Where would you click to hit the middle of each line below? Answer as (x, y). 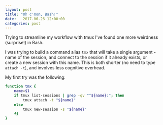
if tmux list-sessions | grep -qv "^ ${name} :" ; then (69, 95)
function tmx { (21, 87)
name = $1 (22, 91)
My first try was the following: (35, 77)
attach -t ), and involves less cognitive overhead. (55, 68)
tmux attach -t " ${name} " (49, 100)
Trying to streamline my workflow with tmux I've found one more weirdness (82, 37)
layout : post (18, 10)
